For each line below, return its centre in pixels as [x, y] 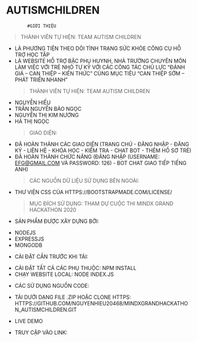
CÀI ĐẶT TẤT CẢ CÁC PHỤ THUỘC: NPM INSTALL [76, 268]
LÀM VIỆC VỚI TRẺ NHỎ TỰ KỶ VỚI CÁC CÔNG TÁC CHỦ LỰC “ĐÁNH [100, 67]
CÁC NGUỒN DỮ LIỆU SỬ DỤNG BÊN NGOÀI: [84, 180]
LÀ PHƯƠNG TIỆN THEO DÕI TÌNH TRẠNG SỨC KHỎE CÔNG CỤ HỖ [98, 48]
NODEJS [25, 232]
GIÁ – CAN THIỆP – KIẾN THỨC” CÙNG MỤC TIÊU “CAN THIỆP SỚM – [99, 73]
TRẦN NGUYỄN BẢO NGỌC [48, 108]
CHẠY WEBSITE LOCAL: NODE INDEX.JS [64, 274]
